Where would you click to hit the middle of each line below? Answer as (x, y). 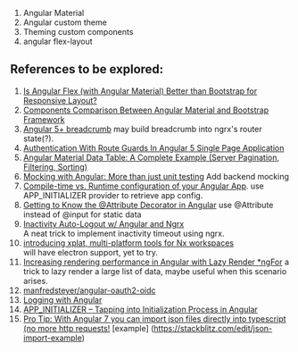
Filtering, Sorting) (55, 167)
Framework (44, 119)
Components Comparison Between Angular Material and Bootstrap (146, 110)
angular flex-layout (58, 41)
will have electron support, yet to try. (91, 252)
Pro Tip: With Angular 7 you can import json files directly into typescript (154, 318)
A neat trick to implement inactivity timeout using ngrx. (124, 233)
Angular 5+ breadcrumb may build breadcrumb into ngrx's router (142, 129)
